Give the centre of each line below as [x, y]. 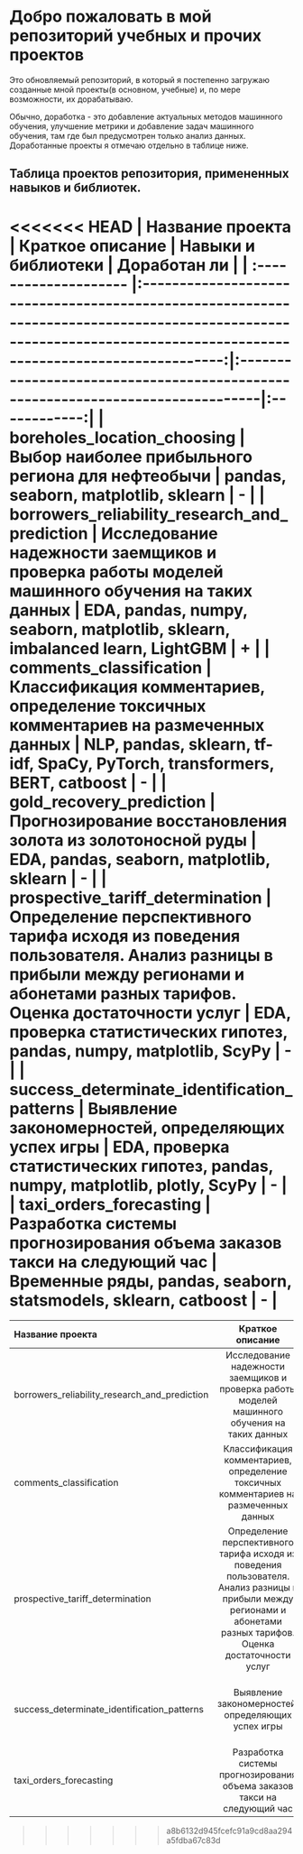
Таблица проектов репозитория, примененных [149, 174]
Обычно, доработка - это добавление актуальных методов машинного [146, 116]
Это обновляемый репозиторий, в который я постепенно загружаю [140, 79]
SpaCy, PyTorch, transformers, [156, 763]
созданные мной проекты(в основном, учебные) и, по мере [125, 89]
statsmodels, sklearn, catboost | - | [143, 1300]
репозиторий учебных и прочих [136, 36]
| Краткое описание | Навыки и [132, 246]
